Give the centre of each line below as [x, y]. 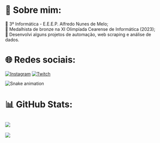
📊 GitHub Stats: [39, 105]
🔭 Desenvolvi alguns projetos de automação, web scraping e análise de [78, 34]
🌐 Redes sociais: [40, 60]
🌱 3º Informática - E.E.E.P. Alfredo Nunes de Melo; [57, 24]
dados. [12, 40]
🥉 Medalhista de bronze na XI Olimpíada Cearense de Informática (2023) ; [80, 29]
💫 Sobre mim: [33, 10]
